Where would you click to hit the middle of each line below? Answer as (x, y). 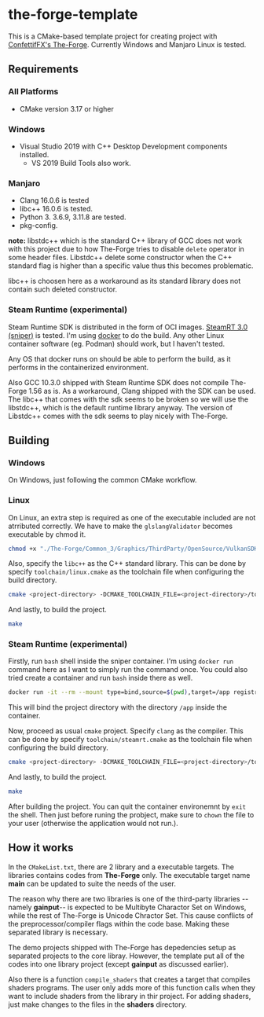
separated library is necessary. (58, 932)
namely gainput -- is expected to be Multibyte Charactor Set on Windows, (127, 907)
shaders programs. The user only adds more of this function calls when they (132, 987)
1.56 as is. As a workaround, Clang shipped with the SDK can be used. (142, 391)
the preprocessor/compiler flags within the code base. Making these (119, 923)
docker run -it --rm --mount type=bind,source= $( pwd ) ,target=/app (119, 692)
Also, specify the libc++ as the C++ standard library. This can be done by (127, 564)
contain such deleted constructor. (63, 289)
